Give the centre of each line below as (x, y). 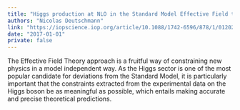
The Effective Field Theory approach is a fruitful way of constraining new (115, 61)
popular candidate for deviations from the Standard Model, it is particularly (117, 76)
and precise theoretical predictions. (60, 99)
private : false (30, 41)
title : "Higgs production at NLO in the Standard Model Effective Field (118, 14)
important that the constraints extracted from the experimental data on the (117, 84)
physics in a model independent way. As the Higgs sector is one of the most (119, 69)
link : (15, 27)
